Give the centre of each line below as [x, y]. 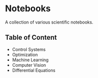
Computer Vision [29, 65]
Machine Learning [30, 60]
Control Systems [29, 49]
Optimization [25, 54]
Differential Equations [34, 70]
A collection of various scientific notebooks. [49, 22]
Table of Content [31, 38]
